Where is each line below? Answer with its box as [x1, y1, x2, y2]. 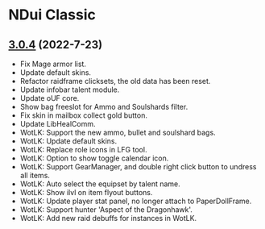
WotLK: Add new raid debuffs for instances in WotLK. [19, 214, 197, 223]
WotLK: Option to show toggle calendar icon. [19, 153, 169, 163]
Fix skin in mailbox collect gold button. [19, 110, 147, 120]
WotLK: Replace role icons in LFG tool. [19, 145, 147, 154]
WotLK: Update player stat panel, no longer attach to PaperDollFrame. [19, 196, 252, 206]
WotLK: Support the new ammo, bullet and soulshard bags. [19, 127, 216, 137]
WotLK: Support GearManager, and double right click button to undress [19, 162, 257, 171]
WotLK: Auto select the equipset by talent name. [19, 179, 181, 189]
